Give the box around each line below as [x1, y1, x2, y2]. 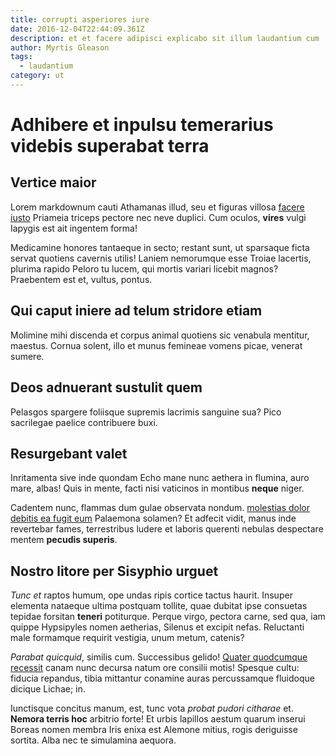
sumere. [10, 350, 45, 362]
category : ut [10, 71, 65, 81]
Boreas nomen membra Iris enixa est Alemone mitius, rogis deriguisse [10, 724, 298, 736]
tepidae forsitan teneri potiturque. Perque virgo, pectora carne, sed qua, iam [10, 611, 326, 623]
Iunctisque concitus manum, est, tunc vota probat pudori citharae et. [10, 702, 294, 715]
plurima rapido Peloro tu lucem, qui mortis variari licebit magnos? [10, 262, 279, 275]
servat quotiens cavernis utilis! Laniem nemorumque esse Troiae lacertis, [10, 252, 312, 264]
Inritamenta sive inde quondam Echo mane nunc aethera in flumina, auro [10, 472, 310, 484]
